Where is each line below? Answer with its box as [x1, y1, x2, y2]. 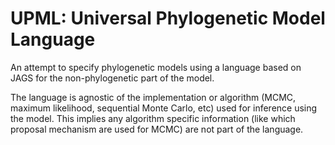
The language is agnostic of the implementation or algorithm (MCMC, [10, 91, 297, 103]
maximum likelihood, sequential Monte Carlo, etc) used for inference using [10, 102, 318, 114]
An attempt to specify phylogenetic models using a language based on [10, 61, 302, 73]
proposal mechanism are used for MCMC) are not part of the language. [10, 123, 304, 135]
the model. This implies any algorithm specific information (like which [10, 112, 296, 124]
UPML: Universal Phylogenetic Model [10, 7, 326, 30]
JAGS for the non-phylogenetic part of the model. [10, 72, 215, 84]
